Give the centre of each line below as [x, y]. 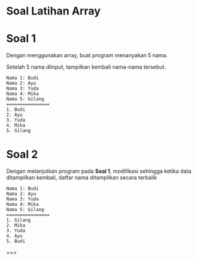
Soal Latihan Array [54, 11]
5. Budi [16, 241]
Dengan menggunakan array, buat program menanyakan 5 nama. [87, 55]
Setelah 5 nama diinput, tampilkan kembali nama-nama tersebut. [86, 67]
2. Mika [16, 226]
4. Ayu [14, 236]
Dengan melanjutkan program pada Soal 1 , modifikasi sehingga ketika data [99, 171]
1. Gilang [19, 220]
